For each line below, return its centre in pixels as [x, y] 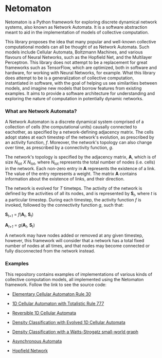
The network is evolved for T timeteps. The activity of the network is [74, 188]
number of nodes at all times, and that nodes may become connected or [77, 246]
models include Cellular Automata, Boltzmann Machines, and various [74, 52]
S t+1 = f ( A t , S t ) [19, 215]
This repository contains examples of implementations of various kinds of [79, 274]
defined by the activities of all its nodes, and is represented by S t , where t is [81, 194]
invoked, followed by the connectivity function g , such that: [64, 205]
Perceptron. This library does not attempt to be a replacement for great [76, 62]
